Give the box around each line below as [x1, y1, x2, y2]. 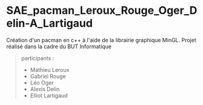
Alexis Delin [30, 85, 60, 92]
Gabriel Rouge [30, 72, 66, 80]
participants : [21, 54, 55, 62]
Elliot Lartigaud [30, 92, 68, 99]
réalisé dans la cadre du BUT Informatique [6, 43, 112, 50]
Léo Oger [30, 79, 54, 86]
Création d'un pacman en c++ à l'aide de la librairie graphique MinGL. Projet [6, 36, 196, 43]
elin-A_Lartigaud [6, 16, 93, 30]
